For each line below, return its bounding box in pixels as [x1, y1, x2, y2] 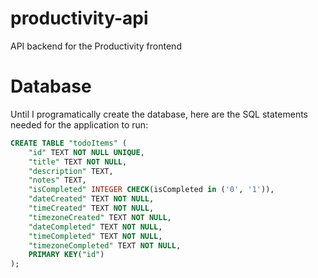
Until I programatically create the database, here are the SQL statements [10, 108, 308, 120]
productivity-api [10, 7, 149, 30]
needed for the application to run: [10, 118, 149, 131]
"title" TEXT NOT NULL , [28, 157, 128, 167]
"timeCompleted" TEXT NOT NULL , [28, 231, 163, 241]
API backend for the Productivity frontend [10, 40, 182, 52]
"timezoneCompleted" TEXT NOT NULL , [28, 240, 182, 251]
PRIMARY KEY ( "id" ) [28, 250, 105, 260]
